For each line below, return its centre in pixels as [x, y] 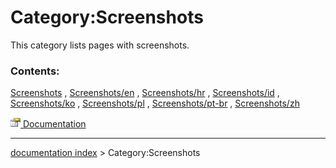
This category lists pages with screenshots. [100, 45]
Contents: [35, 71]
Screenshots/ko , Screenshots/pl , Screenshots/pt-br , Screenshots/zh [155, 103]
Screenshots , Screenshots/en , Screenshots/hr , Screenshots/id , [145, 93]
